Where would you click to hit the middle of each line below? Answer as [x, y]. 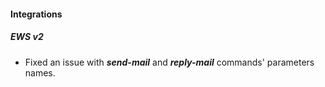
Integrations [36, 14]
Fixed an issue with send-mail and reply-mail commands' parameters [169, 62]
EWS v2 [27, 37]
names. [40, 72]
